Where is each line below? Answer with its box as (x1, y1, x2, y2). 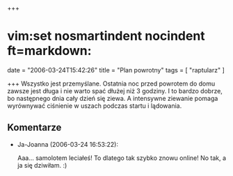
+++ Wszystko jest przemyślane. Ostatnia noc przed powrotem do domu (7, 79, 216, 88)
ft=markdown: (7, 43, 92, 59)
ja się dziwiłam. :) (17, 161, 67, 169)
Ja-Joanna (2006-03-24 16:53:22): (17, 140, 118, 148)
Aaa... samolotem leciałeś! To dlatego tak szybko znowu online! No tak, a (17, 154, 227, 162)
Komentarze (7, 122, 62, 134)
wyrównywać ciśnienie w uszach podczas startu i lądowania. (7, 102, 182, 110)
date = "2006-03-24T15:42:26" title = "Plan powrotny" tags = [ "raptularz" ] (7, 65, 225, 74)
